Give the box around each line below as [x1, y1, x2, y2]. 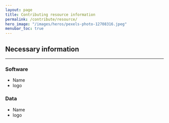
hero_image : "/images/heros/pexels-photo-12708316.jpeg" [5, 21, 127, 27]
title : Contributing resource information [5, 12, 96, 17]
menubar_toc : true [5, 26, 44, 31]
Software [5, 66, 29, 73]
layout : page [5, 7, 33, 13]
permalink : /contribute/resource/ [5, 17, 78, 22]
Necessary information [5, 45, 79, 53]
